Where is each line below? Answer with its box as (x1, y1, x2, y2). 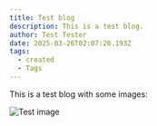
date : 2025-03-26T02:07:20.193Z (9, 38, 132, 48)
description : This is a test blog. (9, 22, 144, 31)
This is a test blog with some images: (9, 88, 148, 100)
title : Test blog (9, 13, 75, 23)
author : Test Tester (9, 30, 88, 39)
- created (17, 55, 54, 64)
